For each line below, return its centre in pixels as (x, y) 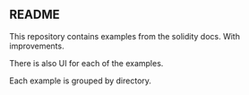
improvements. (37, 46)
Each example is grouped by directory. (81, 81)
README (34, 15)
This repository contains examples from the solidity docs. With (124, 36)
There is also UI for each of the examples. (86, 63)
